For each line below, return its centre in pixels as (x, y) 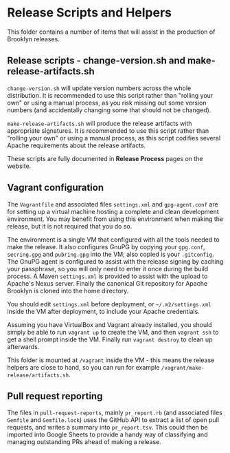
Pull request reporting (55, 396)
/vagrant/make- (183, 368)
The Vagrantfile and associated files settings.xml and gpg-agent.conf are (113, 204)
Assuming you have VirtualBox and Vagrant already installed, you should (110, 324)
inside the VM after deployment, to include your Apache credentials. (104, 311)
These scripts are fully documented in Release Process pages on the (105, 158)
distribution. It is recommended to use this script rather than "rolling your (110, 95)
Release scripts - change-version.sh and (96, 61)
